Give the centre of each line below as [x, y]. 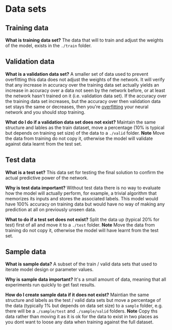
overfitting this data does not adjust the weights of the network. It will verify [85, 79]
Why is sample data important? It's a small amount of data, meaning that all [86, 279]
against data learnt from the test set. [44, 143]
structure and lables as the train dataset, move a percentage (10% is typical [85, 127]
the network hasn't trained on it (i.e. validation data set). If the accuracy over [86, 96]
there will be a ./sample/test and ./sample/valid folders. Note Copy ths [81, 311]
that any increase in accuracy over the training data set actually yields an [82, 85]
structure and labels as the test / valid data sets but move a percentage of [83, 300]
